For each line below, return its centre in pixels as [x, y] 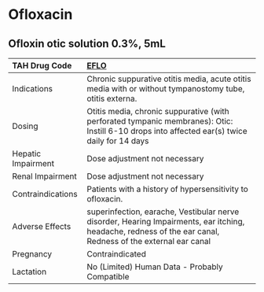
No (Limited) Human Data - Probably [155, 267]
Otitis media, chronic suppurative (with [158, 111]
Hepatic [27, 153]
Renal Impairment [44, 176]
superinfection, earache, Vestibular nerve [163, 212]
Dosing [25, 126]
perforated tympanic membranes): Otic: [160, 121]
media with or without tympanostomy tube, [166, 89]
